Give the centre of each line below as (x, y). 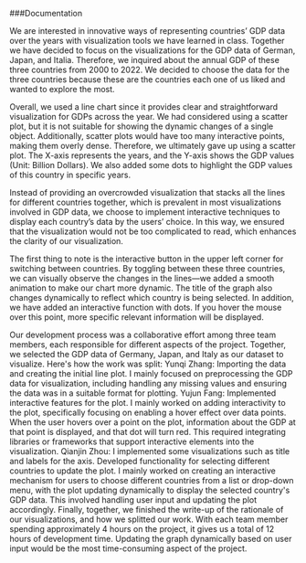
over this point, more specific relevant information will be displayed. (137, 317)
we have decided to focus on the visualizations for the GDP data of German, (153, 50)
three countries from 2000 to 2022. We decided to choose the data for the (150, 69)
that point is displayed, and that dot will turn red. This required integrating (148, 432)
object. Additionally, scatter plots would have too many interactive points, (147, 136)
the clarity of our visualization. (66, 241)
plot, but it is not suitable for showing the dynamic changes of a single (142, 126)
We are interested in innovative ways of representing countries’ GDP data (148, 31)
